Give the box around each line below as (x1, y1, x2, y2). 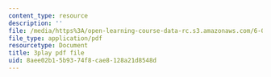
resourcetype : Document (8, 42, 89, 50)
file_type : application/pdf (8, 34, 103, 43)
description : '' (8, 19, 63, 27)
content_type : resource (8, 11, 89, 20)
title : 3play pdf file (8, 49, 85, 57)
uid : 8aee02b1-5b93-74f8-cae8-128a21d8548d (8, 57, 157, 65)
